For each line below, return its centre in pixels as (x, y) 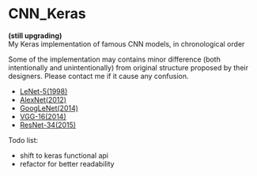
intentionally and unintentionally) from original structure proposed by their (128, 67)
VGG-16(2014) (43, 116)
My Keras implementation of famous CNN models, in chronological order (127, 43)
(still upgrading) (35, 36)
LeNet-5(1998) (43, 91)
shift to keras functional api (64, 155)
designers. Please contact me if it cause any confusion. (98, 76)
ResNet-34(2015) (48, 125)
